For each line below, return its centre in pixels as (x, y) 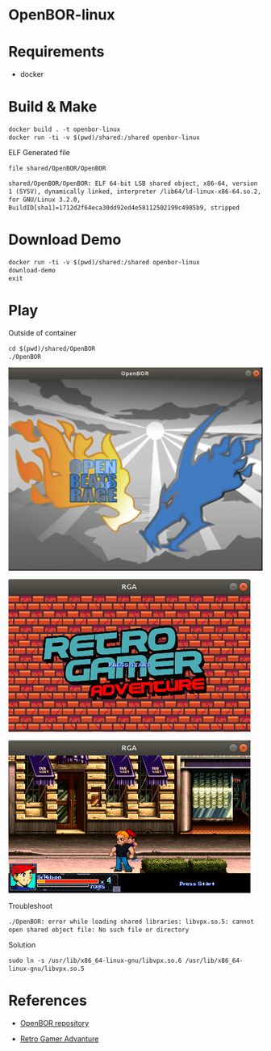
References (48, 1001)
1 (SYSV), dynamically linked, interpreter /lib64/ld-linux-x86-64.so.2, (135, 192)
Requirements (56, 52)
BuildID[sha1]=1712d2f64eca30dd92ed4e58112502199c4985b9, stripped (124, 208)
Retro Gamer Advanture (59, 1038)
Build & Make (53, 107)
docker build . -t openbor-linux (65, 130)
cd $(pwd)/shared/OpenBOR (52, 348)
